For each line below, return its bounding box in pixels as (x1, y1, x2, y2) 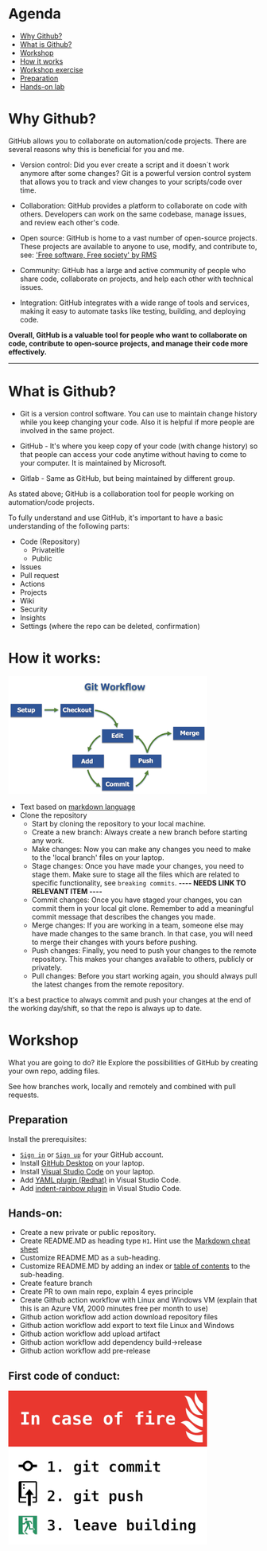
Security (19, 604, 48, 614)
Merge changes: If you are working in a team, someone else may (31, 920, 244, 930)
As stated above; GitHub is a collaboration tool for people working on (8, 489, 234, 498)
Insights (19, 612, 46, 622)
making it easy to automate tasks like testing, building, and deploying (19, 306, 246, 315)
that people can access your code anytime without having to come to (19, 449, 247, 459)
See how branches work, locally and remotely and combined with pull (8, 1081, 236, 1091)
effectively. (8, 347, 48, 357)
